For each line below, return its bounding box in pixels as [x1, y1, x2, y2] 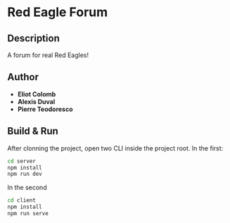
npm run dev [7, 170, 42, 178]
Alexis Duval [17, 97, 56, 106]
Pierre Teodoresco [17, 105, 73, 113]
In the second [7, 184, 47, 192]
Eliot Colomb [17, 89, 56, 98]
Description [7, 32, 60, 44]
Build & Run [7, 125, 58, 137]
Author [7, 71, 39, 83]
